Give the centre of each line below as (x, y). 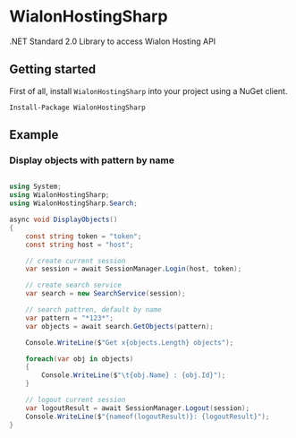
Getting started (53, 69)
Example (34, 135)
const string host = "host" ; (80, 245)
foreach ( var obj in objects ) (80, 359)
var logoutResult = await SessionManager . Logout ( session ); (138, 408)
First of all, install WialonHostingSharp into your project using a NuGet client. (148, 90)
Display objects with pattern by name (92, 160)
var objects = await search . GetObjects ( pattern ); (120, 326)
